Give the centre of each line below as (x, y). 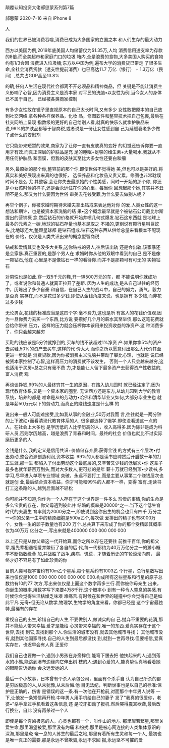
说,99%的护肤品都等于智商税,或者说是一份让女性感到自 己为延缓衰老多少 (81, 128)
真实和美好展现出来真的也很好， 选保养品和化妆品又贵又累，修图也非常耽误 (83, 175)
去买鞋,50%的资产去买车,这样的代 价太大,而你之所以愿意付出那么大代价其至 (83, 349)
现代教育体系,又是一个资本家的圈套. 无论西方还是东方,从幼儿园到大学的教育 (83, 391)
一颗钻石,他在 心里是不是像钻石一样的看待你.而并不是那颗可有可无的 (76, 260)
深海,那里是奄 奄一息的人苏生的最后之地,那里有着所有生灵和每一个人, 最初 (81, 734)
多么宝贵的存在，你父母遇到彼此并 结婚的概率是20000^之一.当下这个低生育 (83, 505)
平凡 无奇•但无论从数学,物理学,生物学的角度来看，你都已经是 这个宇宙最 (84, 602)
